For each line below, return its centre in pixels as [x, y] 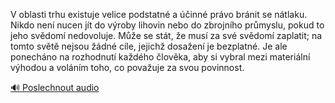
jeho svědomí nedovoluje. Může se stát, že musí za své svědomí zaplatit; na [166, 35]
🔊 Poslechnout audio [55, 87]
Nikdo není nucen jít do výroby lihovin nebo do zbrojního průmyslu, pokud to [167, 25]
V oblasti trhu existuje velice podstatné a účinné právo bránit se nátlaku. [159, 14]
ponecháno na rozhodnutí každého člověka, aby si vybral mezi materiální [160, 57]
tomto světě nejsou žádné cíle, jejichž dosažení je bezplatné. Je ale [149, 46]
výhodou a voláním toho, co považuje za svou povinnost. [127, 67]
